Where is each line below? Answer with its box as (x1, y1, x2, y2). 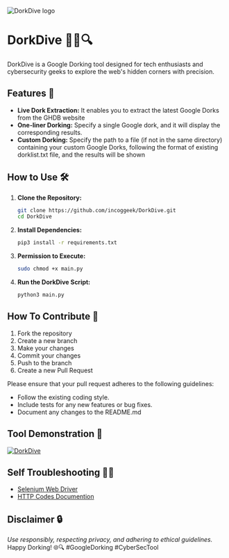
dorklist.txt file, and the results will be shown (17, 150, 146, 159)
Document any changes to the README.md (17, 408, 142, 416)
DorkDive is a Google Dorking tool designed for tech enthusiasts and (7, 60, 203, 68)
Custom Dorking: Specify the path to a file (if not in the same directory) (17, 136, 223, 144)
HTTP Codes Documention (17, 493, 94, 501)
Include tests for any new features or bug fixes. (17, 400, 153, 408)
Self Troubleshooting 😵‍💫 (7, 466, 114, 478)
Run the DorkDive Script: (17, 278, 91, 287)
